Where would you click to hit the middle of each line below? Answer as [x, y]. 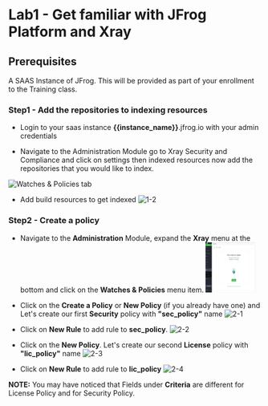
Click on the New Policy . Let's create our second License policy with [134, 345]
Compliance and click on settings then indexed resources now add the [136, 160]
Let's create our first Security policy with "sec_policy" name [121, 314]
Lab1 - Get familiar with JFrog [108, 15]
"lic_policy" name [51, 353]
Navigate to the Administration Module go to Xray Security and [124, 152]
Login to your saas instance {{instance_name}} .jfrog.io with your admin [139, 128]
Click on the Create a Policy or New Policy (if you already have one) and [140, 305]
